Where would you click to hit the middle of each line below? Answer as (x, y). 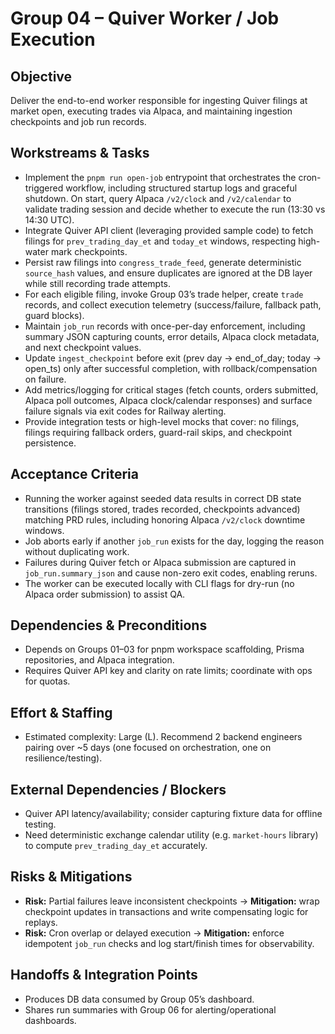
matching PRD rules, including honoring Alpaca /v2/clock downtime (165, 519)
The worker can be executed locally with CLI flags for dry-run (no (159, 583)
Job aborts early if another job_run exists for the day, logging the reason (174, 541)
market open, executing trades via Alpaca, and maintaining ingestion (151, 111)
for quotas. (47, 681)
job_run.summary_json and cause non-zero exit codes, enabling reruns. (171, 573)
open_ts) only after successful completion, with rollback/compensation (171, 368)
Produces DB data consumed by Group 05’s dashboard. (139, 999)
